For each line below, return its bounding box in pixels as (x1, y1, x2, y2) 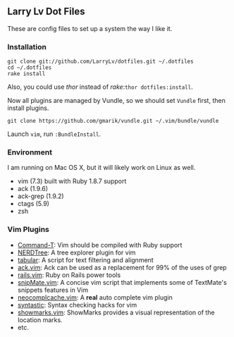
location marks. (17, 315, 63, 324)
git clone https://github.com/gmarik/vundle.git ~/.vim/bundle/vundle (7, 118, 219, 125)
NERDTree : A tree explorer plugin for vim (17, 248, 136, 257)
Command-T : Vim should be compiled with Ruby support (17, 240, 183, 249)
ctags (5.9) (17, 200, 49, 208)
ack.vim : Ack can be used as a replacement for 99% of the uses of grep (17, 263, 227, 271)
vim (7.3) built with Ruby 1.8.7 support (17, 177, 127, 185)
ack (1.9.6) (17, 185, 48, 193)
